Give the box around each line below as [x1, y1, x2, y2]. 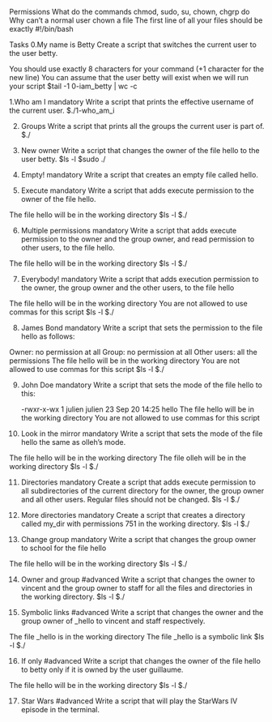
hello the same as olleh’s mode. [20, 438, 126, 446]
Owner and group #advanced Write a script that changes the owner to [20, 575, 256, 584]
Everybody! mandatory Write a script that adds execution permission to [20, 275, 259, 284]
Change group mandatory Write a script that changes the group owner [20, 535, 257, 544]
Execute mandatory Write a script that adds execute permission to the [20, 186, 254, 195]
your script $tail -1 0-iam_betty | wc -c [9, 81, 138, 91]
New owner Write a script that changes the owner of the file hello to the [20, 146, 260, 155]
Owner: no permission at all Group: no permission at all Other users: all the [9, 348, 257, 357]
